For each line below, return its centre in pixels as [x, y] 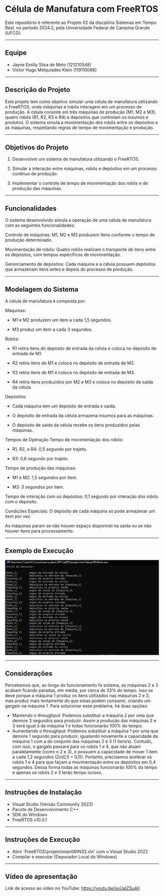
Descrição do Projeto [38, 90]
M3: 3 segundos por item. [38, 487]
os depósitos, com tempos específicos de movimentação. [63, 255]
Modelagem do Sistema [42, 289]
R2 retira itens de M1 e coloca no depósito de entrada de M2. [73, 363]
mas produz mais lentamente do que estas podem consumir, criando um [78, 701]
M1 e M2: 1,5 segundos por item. [45, 478]
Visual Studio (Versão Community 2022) [53, 804]
